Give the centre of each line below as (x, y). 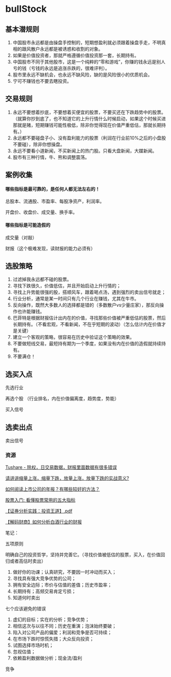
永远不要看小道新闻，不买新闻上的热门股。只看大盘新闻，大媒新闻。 (85, 151)
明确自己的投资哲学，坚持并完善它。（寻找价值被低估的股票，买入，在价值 (83, 555)
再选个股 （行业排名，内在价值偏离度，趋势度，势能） (62, 398)
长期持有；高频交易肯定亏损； (44, 591)
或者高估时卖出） (28, 561)
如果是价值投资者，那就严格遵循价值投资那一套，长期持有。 (76, 55)
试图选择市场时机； (33, 645)
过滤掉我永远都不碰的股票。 (42, 279)
